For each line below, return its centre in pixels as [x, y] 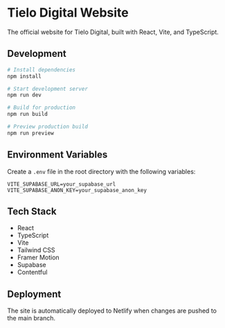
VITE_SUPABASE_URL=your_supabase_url [62, 184]
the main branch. [31, 318]
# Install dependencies [42, 70]
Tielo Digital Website [68, 13]
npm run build [28, 114]
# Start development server [48, 89]
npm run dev [24, 95]
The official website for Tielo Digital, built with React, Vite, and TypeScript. [113, 32]
